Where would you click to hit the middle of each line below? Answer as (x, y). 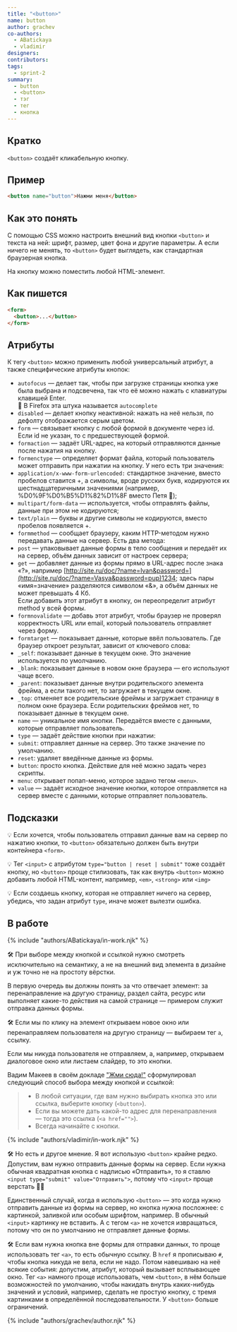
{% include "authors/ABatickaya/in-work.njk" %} (78, 940)
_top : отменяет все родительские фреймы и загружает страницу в (118, 698)
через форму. (38, 631)
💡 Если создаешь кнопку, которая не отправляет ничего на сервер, (109, 893)
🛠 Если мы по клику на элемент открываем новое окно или (98, 1022)
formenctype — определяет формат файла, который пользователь (116, 458)
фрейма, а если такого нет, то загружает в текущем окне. (104, 691)
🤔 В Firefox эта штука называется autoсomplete (87, 406)
